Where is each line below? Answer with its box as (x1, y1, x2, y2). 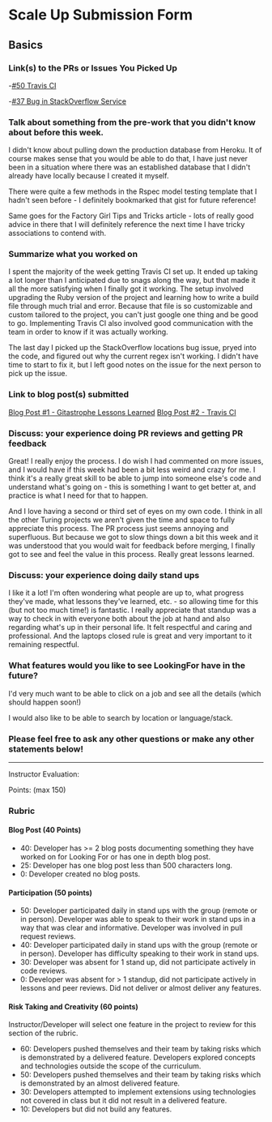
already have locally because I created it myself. (8, 171, 169, 181)
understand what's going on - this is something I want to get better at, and (8, 482, 257, 492)
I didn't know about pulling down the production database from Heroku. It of (8, 145, 262, 155)
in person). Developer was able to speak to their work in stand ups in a (19, 914, 257, 924)
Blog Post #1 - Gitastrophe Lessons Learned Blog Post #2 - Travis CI (8, 407, 236, 417)
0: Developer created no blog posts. (19, 869, 141, 879)
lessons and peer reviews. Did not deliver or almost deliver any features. (19, 983, 261, 993)
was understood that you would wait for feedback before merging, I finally (8, 541, 256, 550)
